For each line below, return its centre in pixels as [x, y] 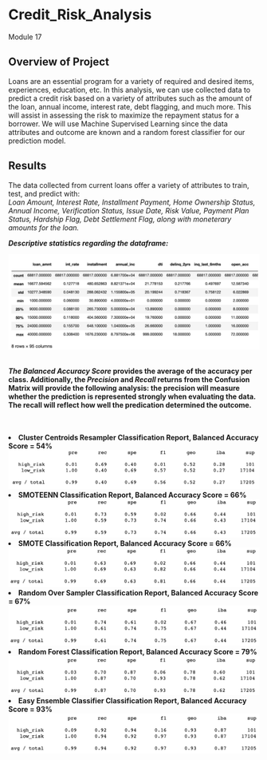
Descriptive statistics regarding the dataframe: [88, 243]
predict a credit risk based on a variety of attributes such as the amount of [130, 98]
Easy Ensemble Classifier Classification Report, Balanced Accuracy [133, 700]
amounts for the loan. [44, 227]
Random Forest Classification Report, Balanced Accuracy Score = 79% [138, 652]
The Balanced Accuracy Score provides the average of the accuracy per [130, 371]
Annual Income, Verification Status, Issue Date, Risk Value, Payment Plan [129, 210]
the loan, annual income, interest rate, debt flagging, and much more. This [130, 106]
